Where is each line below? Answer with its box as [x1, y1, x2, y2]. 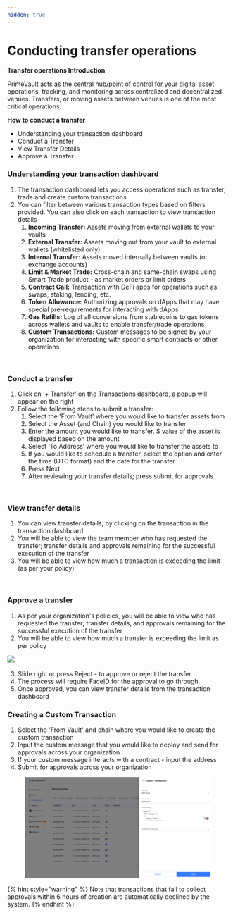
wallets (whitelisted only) [27, 245, 101, 254]
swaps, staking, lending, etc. [27, 290, 111, 299]
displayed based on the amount [27, 435, 120, 443]
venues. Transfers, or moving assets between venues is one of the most [7, 94, 217, 103]
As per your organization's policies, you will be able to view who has [17, 611, 216, 620]
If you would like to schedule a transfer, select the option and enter [27, 449, 222, 458]
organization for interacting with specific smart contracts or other [27, 335, 218, 343]
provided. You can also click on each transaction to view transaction [17, 208, 216, 216]
